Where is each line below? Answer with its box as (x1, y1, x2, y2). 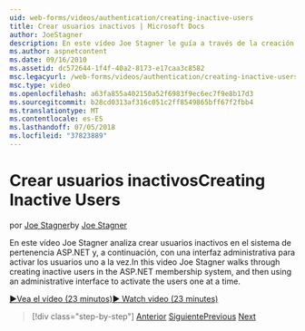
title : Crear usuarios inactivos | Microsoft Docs (9, 22, 205, 31)
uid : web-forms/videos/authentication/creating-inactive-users (9, 13, 254, 23)
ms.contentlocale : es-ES (9, 114, 103, 123)
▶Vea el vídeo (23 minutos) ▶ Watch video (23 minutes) (9, 293, 219, 304)
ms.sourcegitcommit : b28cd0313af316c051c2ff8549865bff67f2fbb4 (9, 97, 254, 107)
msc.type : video (9, 81, 71, 90)
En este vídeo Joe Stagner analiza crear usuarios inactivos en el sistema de (9, 237, 292, 248)
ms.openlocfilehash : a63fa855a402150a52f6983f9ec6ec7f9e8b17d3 (9, 89, 254, 98)
